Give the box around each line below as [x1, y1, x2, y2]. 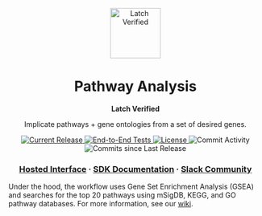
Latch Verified [111, 104, 160, 113]
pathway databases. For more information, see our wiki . [8, 199, 193, 209]
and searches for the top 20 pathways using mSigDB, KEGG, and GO [8, 190, 236, 200]
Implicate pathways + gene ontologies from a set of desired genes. [23, 119, 247, 128]
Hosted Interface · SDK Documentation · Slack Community [19, 163, 252, 174]
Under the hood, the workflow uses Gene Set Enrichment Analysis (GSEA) [8, 181, 254, 192]
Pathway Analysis [73, 77, 198, 96]
